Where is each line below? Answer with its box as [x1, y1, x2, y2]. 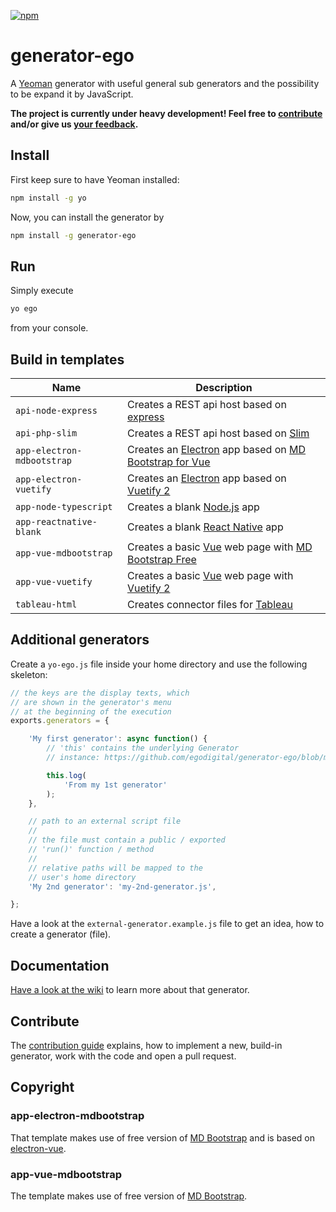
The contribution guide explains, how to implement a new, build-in [10, 1039, 283, 1051]
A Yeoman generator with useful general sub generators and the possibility [10, 77, 320, 89]
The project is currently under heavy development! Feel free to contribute [10, 107, 323, 119]
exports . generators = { [10, 716, 110, 726]
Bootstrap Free [126, 553, 197, 566]
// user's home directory [28, 872, 137, 882]
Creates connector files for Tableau [126, 598, 293, 611]
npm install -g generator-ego [10, 230, 137, 240]
